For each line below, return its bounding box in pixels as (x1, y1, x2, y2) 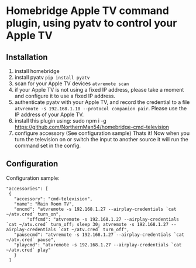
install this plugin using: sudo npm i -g (14, 117, 106, 124)
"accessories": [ (6, 186, 49, 192)
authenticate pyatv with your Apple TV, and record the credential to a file (14, 99, 190, 106)
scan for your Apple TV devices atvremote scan (14, 80, 129, 87)
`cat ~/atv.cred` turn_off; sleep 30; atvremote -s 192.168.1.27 (6, 221, 169, 227)
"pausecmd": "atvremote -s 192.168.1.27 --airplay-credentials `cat (13, 232, 184, 238)
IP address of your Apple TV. (14, 111, 84, 118)
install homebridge (14, 68, 60, 74)
